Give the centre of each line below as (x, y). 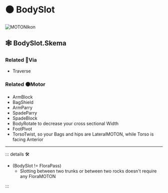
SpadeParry (25, 112)
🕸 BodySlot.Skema (36, 43)
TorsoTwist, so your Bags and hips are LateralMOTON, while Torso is (83, 134)
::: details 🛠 (17, 154)
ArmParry (22, 107)
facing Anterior (28, 139)
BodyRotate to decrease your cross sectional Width (65, 123)
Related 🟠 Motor (25, 84)
